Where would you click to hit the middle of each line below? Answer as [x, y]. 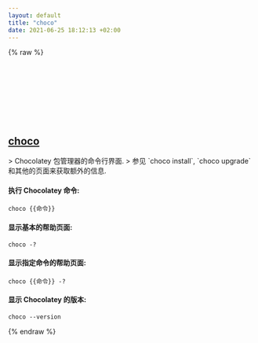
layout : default [35, 15]
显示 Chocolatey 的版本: [47, 300]
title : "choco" [33, 23]
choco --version [35, 317]
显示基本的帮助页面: [40, 227]
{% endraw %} [32, 332]
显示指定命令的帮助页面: [47, 263]
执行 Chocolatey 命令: [44, 190]
